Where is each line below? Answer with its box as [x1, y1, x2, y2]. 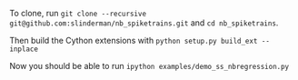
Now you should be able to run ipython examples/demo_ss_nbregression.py [9, 61, 290, 71]
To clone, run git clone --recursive [9, 8, 147, 18]
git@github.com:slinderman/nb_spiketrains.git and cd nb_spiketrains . [9, 17, 279, 28]
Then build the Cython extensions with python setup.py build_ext [9, 35, 258, 45]
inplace [9, 45, 39, 54]
